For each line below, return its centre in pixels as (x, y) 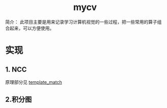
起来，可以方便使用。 (32, 28)
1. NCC (16, 69)
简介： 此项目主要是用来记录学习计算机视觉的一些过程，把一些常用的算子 (81, 22)
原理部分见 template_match (34, 82)
